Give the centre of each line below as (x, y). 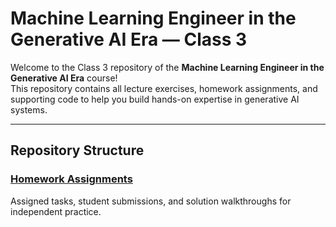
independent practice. (56, 211)
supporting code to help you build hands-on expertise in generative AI (155, 99)
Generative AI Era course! (64, 78)
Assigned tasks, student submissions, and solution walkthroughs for (151, 201)
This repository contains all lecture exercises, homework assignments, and (164, 88)
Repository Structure (77, 150)
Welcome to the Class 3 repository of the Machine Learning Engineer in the (167, 67)
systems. (29, 109)
